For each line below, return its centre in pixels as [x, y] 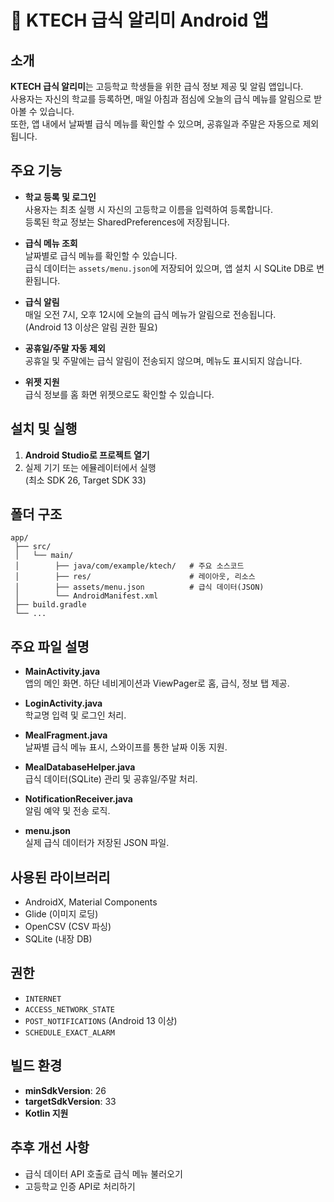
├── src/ [33, 547]
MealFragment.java [66, 735]
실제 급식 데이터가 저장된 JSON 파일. [97, 843]
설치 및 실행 [44, 429]
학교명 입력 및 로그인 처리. [75, 715]
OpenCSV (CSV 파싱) [68, 927]
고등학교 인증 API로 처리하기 [80, 1186]
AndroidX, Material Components [91, 902]
